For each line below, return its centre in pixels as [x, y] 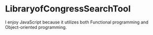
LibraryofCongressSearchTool [68, 9]
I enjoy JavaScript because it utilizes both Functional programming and [77, 22]
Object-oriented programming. [36, 27]
